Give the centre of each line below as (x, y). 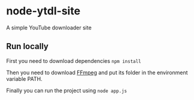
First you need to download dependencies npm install (74, 60)
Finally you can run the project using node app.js (67, 90)
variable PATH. (25, 78)
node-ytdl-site (43, 11)
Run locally (28, 46)
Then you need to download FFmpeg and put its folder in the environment (97, 72)
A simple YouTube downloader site (49, 28)
